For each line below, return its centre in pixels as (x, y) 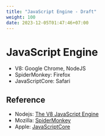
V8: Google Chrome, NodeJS (50, 68)
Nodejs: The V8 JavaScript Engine (57, 114)
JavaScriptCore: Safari (42, 81)
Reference (26, 99)
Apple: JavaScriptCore (42, 127)
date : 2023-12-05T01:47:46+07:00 (47, 23)
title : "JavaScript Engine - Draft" (51, 12)
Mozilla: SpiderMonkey (43, 121)
